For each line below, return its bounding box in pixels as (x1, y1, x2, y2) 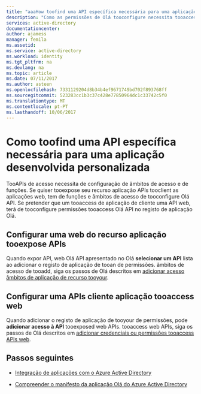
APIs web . (6, 335, 31, 342)
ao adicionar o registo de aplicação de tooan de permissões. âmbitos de (6, 261, 184, 269)
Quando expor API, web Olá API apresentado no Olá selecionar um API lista (6, 255, 193, 262)
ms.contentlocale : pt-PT (6, 103, 68, 110)
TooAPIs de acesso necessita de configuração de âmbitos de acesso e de (6, 181, 188, 188)
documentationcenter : (6, 25, 60, 32)
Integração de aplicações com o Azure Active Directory (14, 369, 152, 376)
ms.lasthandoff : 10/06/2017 (6, 109, 77, 115)
